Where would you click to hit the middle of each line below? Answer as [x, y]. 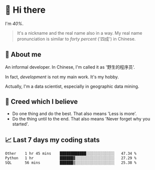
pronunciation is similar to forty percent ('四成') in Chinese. [76, 39]
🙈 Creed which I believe [42, 102]
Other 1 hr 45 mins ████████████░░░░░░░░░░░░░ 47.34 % [71, 154]
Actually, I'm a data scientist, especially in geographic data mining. [72, 86]
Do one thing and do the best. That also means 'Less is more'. [74, 113]
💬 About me [23, 55]
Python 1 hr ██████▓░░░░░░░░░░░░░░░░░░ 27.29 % [71, 158]
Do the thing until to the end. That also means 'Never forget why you [81, 119]
